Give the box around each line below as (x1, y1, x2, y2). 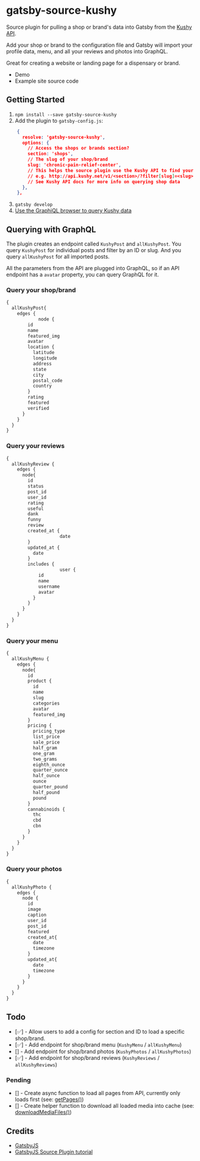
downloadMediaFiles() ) (14, 1109, 72, 1116)
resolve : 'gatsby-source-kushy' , (21, 134, 106, 140)
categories (32, 700, 60, 706)
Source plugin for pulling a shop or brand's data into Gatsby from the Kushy (6, 23, 192, 31)
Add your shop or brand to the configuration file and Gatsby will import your (6, 41, 193, 49)
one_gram (32, 750, 55, 757)
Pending (6, 1076, 31, 1084)
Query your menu (6, 636, 59, 645)
